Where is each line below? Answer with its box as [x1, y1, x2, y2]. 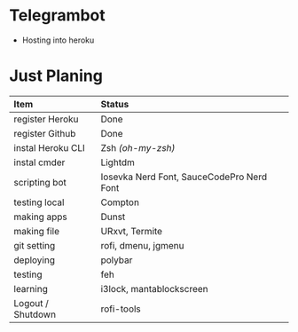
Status [100, 98, 129, 110]
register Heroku [13, 113, 79, 125]
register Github [13, 127, 76, 139]
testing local [13, 196, 65, 209]
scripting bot [13, 176, 67, 188]
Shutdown [13, 308, 56, 320]
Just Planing [9, 66, 104, 86]
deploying [13, 254, 56, 266]
